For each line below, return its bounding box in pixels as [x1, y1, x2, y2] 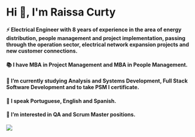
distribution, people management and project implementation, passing [6, 34, 185, 41]
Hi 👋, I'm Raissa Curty [6, 5, 116, 19]
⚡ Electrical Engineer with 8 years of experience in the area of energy [6, 26, 182, 33]
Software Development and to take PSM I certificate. [6, 83, 139, 90]
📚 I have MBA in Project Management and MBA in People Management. [6, 61, 188, 68]
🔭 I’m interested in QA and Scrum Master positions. [6, 111, 136, 118]
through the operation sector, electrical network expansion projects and [6, 41, 190, 48]
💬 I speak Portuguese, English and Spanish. [6, 97, 117, 104]
